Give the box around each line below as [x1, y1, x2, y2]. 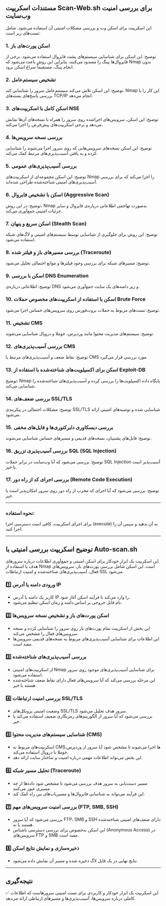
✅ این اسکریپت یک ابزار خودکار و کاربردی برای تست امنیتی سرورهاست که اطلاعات [5, 890, 159, 896]
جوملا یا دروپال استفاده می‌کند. [12, 749, 68, 755]
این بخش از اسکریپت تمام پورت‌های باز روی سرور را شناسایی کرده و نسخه [12, 625, 150, 631]
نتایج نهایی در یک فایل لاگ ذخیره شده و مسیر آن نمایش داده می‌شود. [12, 858, 138, 864]
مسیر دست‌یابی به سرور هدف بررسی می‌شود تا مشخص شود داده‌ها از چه [12, 780, 147, 786]
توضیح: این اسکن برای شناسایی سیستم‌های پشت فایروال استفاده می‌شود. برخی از [5, 54, 157, 60]
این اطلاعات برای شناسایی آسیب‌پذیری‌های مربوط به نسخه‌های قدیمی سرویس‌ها [12, 636, 160, 642]
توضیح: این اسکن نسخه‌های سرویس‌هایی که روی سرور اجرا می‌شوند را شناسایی [5, 145, 152, 151]
